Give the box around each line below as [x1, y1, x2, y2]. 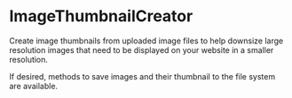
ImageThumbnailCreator [9, 6, 193, 26]
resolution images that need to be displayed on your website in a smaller [9, 44, 274, 55]
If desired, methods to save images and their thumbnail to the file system [9, 71, 276, 81]
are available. [9, 80, 59, 91]
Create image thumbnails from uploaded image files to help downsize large [9, 35, 284, 46]
